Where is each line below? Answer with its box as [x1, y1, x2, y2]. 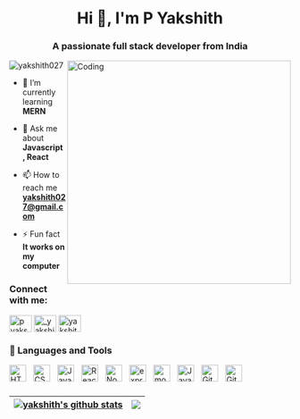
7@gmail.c [21, 201, 64, 213]
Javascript [21, 142, 63, 153]
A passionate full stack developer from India [52, 40, 248, 53]
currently [21, 87, 56, 97]
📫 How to [21, 170, 60, 180]
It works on [21, 241, 65, 253]
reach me [21, 182, 58, 193]
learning [21, 96, 54, 107]
